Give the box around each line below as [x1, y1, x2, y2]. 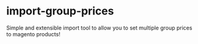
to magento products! [6, 30, 61, 37]
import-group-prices [6, 4, 115, 18]
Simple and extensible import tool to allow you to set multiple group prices [6, 24, 193, 31]
